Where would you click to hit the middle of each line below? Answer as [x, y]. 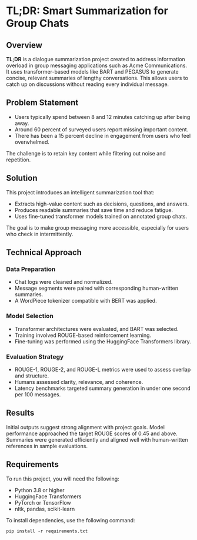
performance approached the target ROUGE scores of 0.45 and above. [92, 433]
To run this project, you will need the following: [63, 479]
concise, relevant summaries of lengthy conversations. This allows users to [97, 78]
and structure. [32, 376]
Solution [22, 178]
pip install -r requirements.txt [47, 531]
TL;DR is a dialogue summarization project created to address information [96, 59]
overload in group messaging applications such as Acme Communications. [96, 65]
